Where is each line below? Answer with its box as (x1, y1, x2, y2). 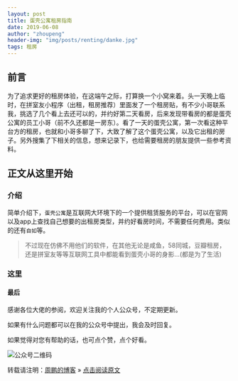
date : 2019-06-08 (7, 23, 59, 31)
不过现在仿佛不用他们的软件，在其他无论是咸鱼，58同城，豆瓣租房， (24, 241, 226, 249)
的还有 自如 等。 (7, 226, 50, 234)
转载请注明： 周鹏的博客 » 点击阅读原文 (7, 365, 121, 374)
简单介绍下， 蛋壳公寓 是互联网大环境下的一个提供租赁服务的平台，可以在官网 (7, 208, 228, 216)
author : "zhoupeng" (7, 30, 65, 38)
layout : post (7, 10, 46, 18)
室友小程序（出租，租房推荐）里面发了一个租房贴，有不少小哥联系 (31, 100, 225, 109)
